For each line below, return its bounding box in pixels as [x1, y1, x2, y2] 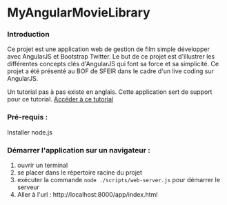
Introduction [7, 30, 50, 39]
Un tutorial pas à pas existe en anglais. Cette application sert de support [7, 88, 213, 96]
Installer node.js [7, 128, 53, 136]
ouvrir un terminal [17, 161, 68, 170]
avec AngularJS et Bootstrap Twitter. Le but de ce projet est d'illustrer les [7, 52, 215, 61]
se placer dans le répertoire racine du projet [17, 168, 143, 177]
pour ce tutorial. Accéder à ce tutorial [7, 95, 114, 104]
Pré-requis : [7, 113, 48, 122]
